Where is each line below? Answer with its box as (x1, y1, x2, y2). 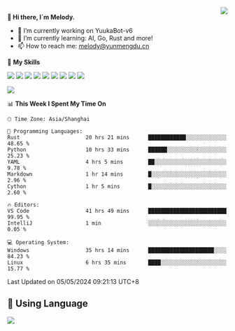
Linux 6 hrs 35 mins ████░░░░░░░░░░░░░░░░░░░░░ (7, 259, 227, 266)
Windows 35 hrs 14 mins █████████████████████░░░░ (7, 247, 227, 254)
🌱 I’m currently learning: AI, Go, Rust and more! (17, 34, 153, 42)
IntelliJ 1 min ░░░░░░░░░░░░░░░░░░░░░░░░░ (7, 220, 227, 227)
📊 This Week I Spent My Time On (7, 99, 106, 108)
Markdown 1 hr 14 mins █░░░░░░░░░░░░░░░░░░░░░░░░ (7, 171, 227, 178)
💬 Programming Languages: (7, 128, 83, 135)
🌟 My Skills (7, 58, 41, 66)
